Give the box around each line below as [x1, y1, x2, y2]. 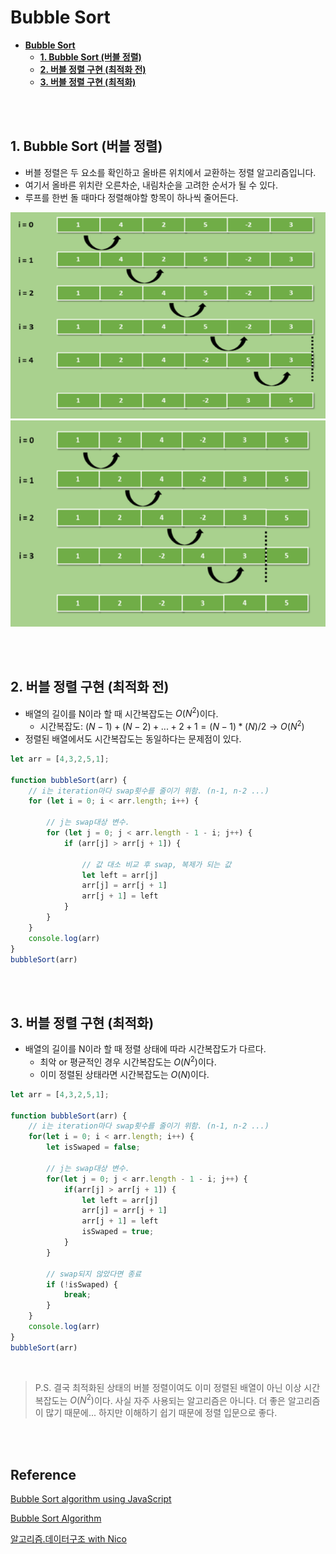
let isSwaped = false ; [46, 1142, 141, 1153]
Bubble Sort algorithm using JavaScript [10, 1493, 172, 1505]
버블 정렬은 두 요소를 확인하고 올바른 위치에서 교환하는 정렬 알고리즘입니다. [24, 166, 317, 178]
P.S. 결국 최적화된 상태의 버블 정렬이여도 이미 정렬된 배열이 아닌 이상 [34, 1381, 302, 1393]
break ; [63, 1290, 92, 1300]
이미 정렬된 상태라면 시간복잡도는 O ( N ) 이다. [39, 1068, 210, 1080]
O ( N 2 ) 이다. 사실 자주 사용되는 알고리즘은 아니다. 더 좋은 [69, 1392, 286, 1406]
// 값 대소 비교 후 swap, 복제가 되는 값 [81, 859, 232, 870]
